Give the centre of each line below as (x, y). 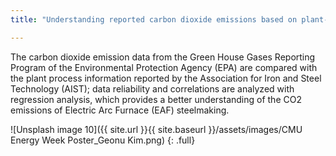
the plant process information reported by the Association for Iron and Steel (166, 78)
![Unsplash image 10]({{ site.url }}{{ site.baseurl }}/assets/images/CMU (156, 129)
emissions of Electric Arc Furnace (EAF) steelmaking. (120, 110)
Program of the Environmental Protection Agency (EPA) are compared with (164, 67)
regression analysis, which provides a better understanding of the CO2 (156, 99)
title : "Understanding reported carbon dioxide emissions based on (154, 19)
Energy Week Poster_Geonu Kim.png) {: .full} (103, 140)
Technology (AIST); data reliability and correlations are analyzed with (152, 88)
